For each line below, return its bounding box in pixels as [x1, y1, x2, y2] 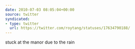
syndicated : [5, 16, 30, 21]
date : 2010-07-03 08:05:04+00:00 [5, 7, 75, 12]
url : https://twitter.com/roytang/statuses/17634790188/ [9, 26, 131, 31]
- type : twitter [5, 21, 39, 26]
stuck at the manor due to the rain [5, 39, 75, 45]
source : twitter [5, 12, 39, 17]
